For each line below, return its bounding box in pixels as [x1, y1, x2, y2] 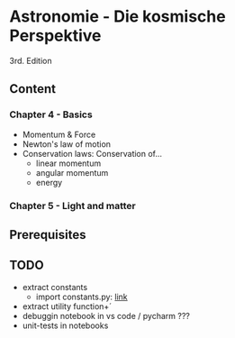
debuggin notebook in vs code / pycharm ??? [22, 310, 191, 321]
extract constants [22, 281, 88, 292]
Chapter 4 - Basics [9, 108, 93, 121]
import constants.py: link [35, 291, 128, 302]
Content [9, 81, 57, 96]
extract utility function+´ [22, 300, 113, 312]
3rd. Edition [9, 55, 52, 66]
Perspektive [9, 25, 102, 46]
